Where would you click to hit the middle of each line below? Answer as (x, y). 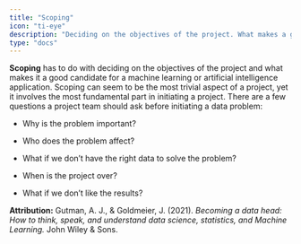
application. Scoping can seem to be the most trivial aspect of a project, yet (149, 87)
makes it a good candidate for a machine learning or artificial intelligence (144, 78)
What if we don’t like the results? (82, 193)
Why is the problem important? (79, 124)
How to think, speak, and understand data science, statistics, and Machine (148, 220)
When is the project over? (70, 176)
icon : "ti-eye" (38, 26)
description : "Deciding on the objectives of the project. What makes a (148, 34)
